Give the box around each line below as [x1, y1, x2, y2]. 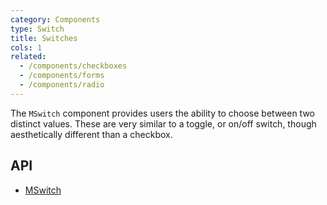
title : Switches [10, 33, 78, 43]
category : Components [10, 14, 101, 25]
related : [10, 52, 47, 62]
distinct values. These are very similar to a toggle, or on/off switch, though [10, 117, 317, 130]
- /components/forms [19, 71, 105, 81]
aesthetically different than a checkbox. [10, 128, 173, 140]
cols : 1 [10, 42, 43, 53]
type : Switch [10, 24, 65, 34]
